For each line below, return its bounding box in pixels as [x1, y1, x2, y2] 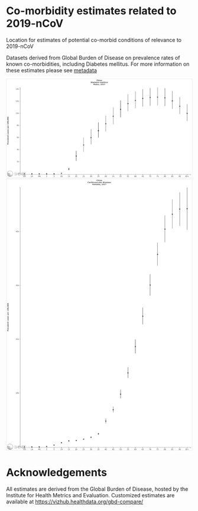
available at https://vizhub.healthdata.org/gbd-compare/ [6, 498, 144, 505]
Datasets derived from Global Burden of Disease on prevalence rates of [6, 54, 180, 61]
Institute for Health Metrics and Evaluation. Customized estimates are [6, 492, 175, 499]
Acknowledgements [6, 466, 108, 480]
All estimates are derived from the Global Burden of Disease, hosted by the [6, 486, 189, 493]
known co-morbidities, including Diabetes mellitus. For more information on [6, 60, 190, 68]
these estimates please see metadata [6, 66, 98, 74]
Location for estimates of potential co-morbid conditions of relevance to [6, 36, 182, 43]
